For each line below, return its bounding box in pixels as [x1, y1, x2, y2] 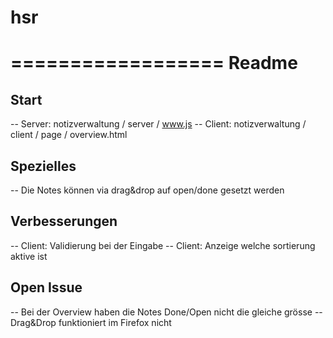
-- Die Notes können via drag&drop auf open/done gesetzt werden [10, 184, 285, 196]
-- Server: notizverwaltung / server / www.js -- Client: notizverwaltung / [10, 118, 307, 130]
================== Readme [10, 52, 298, 75]
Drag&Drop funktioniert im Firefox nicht [10, 316, 172, 328]
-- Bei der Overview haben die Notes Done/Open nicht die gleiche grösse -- [10, 306, 323, 318]
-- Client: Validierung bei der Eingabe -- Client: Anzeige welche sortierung [10, 239, 316, 251]
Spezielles [10, 157, 77, 175]
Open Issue [10, 279, 83, 296]
